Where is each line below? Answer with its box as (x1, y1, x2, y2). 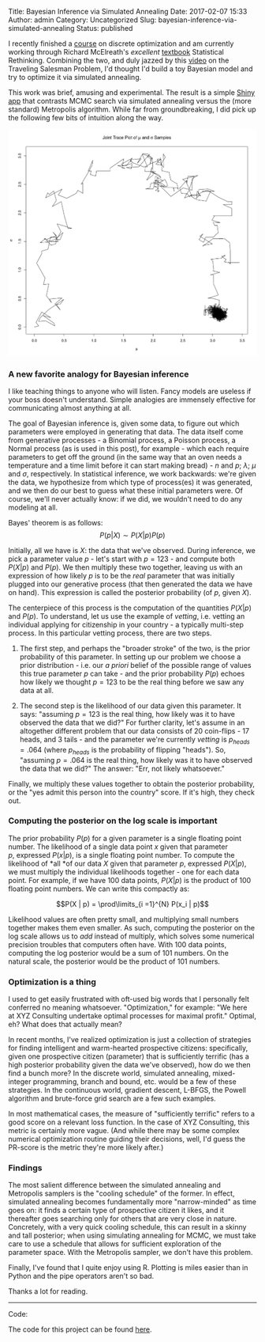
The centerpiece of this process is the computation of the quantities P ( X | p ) (8, 603, 252, 612)
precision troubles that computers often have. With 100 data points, (8, 939, 227, 949)
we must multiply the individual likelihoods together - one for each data (8, 866, 240, 877)
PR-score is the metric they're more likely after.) (8, 1143, 164, 1152)
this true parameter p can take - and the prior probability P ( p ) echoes (19, 669, 245, 678)
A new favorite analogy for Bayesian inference (8, 368, 189, 379)
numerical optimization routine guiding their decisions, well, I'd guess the (8, 1135, 246, 1144)
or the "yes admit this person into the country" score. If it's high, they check (8, 787, 255, 797)
